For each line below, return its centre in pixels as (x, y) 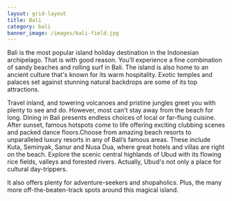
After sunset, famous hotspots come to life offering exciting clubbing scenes (116, 125)
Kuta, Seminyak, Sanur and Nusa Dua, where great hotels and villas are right (116, 147)
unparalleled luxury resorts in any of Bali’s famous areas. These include (109, 140)
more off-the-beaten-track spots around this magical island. (93, 190)
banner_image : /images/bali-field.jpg (63, 33)
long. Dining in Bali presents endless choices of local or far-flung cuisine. (111, 118)
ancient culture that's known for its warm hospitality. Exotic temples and (110, 75)
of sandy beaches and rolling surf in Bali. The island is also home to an (108, 67)
